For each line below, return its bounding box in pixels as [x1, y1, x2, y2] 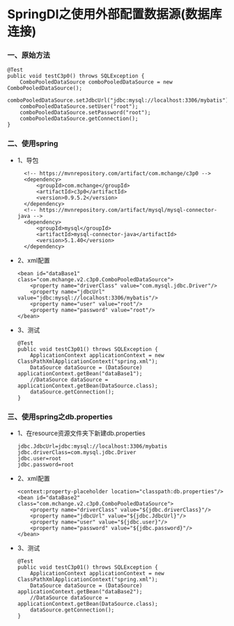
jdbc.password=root [17, 461, 75, 469]
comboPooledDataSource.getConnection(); [19, 116, 139, 123]
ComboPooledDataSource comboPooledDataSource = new [19, 79, 173, 86]
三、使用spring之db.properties [7, 412, 114, 421]
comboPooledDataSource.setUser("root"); [19, 103, 139, 110]
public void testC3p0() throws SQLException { [7, 72, 145, 80]
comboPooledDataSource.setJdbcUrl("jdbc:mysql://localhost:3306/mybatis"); [7, 97, 232, 104]
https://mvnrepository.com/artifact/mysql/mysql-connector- [39, 206, 217, 213]
